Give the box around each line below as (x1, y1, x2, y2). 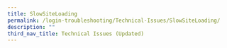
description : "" (7, 23, 55, 30)
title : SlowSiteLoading (7, 10, 78, 18)
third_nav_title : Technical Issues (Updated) (7, 30, 144, 37)
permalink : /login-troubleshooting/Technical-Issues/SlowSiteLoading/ (7, 17, 221, 24)
